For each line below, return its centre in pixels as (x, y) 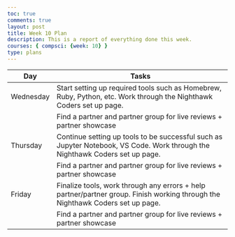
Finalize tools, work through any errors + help (131, 185)
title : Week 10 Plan (37, 33)
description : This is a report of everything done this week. (100, 40)
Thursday (27, 145)
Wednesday (30, 96)
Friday (21, 194)
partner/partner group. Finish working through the (138, 194)
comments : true (29, 20)
